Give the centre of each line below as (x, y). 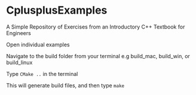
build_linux (19, 62)
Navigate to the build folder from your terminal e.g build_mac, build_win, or (98, 56)
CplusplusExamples (57, 10)
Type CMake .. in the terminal (42, 74)
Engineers (19, 33)
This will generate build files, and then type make (65, 85)
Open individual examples (38, 45)
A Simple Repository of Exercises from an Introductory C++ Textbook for (96, 27)
